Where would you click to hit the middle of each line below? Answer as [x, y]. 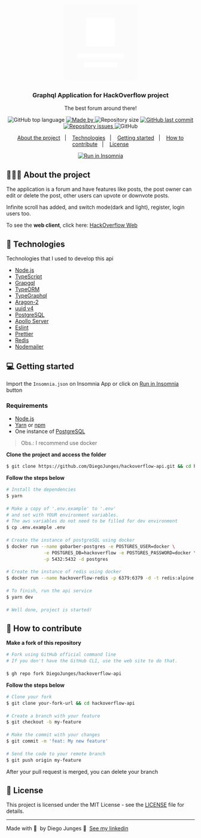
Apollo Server [32, 321]
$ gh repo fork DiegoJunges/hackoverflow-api [64, 674]
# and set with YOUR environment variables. [63, 515]
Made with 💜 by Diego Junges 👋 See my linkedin [67, 828]
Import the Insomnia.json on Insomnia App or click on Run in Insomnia [93, 383]
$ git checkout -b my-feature [44, 722]
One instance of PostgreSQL [50, 431]
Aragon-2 [27, 302]
